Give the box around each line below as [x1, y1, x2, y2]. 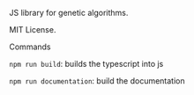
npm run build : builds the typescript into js [9, 59, 164, 69]
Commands [9, 41, 51, 52]
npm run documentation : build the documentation [9, 76, 185, 86]
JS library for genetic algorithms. [9, 8, 129, 18]
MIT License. [9, 25, 56, 34]
